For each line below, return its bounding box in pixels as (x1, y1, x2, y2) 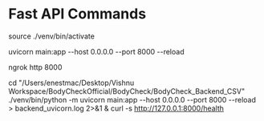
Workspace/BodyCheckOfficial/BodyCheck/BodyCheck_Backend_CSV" (8, 86, 246, 96)
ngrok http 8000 (8, 62, 63, 72)
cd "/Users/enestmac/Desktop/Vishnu (8, 78, 135, 87)
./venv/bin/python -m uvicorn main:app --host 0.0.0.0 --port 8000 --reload (8, 95, 257, 104)
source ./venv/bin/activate (8, 31, 95, 41)
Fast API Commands (8, 5, 147, 23)
